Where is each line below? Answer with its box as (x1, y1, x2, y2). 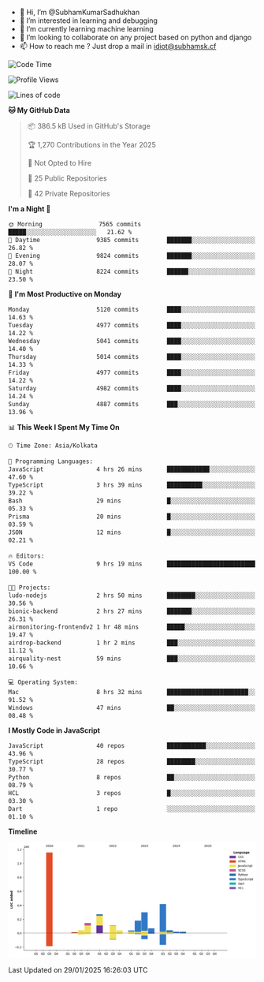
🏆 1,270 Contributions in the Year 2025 (27, 140, 156, 149)
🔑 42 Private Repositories (27, 189, 110, 198)
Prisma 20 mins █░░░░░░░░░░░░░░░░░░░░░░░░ (8, 513, 256, 521)
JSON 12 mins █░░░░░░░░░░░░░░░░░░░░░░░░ (8, 528, 256, 536)
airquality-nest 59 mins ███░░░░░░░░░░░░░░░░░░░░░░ (8, 655, 256, 663)
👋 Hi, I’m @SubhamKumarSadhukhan (19, 8, 140, 17)
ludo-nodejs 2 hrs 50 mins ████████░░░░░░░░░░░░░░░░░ (8, 592, 256, 599)
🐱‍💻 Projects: (8, 584, 51, 592)
